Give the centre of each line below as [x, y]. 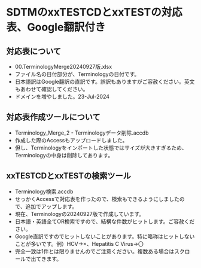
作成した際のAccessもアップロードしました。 [71, 140]
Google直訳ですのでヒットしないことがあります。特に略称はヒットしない [105, 236]
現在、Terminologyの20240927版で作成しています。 [80, 214]
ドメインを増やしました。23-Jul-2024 [62, 97]
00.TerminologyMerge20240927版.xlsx [63, 67]
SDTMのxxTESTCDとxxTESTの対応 [94, 12]
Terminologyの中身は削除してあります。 [64, 155]
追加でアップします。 [51, 206]
